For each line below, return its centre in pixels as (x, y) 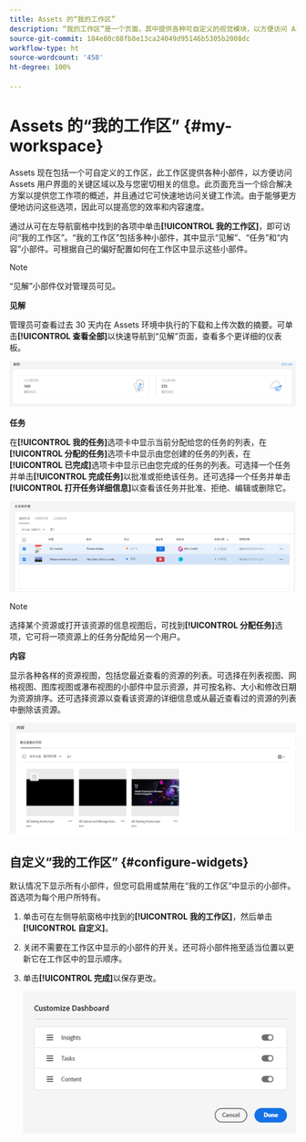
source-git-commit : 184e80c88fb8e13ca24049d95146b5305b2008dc (130, 38)
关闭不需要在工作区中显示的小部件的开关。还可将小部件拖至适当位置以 (154, 947)
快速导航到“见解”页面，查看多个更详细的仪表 (199, 336)
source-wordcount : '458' (56, 58)
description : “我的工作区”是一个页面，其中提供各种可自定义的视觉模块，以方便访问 (148, 29)
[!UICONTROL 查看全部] (62, 336)
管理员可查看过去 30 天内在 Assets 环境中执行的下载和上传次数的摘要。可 (147, 325)
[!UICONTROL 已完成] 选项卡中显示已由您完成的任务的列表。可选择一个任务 (150, 465)
